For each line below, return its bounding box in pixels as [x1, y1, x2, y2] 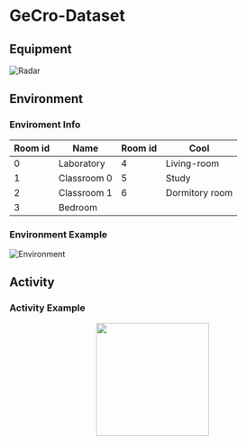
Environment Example [9, 227, 108, 240]
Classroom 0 [58, 172, 113, 184]
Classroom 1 [58, 186, 113, 199]
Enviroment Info [9, 118, 81, 131]
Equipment [9, 42, 72, 57]
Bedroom [58, 200, 97, 213]
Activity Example [9, 301, 86, 314]
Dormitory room [165, 186, 233, 199]
